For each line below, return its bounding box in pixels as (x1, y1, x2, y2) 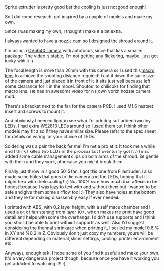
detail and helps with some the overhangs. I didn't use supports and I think (5, 214, 156, 220)
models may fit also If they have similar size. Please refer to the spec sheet (5, 128, 156, 134)
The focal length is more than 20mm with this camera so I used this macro (5, 67, 155, 73)
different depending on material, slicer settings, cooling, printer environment (5, 236, 159, 241)
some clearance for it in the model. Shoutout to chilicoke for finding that (5, 83, 150, 89)
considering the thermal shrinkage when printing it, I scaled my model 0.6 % (5, 225, 159, 231)
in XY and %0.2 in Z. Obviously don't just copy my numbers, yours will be (5, 230, 153, 236)
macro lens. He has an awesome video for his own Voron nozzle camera (5, 89, 151, 94)
